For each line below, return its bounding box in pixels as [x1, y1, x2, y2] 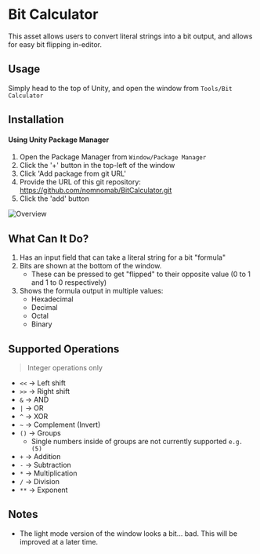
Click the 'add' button [19, 194, 90, 203]
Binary [31, 319, 52, 329]
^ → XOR [19, 411, 49, 421]
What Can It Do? [8, 231, 89, 245]
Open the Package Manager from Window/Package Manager [19, 152, 207, 162]
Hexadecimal [31, 294, 74, 304]
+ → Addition [19, 451, 61, 461]
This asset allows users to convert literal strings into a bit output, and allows [8, 31, 253, 41]
